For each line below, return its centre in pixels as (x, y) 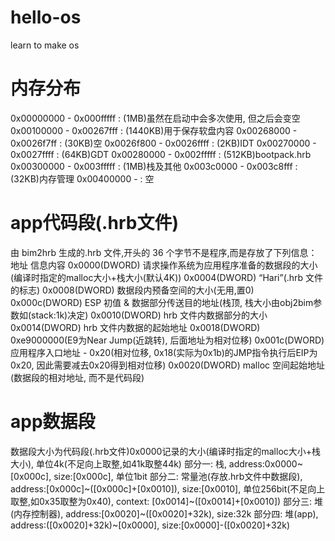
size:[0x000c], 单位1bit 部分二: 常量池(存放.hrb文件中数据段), (178, 476)
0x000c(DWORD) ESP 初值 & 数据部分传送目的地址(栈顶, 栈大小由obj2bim (162, 302)
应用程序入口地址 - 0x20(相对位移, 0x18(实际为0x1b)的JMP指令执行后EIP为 (164, 352)
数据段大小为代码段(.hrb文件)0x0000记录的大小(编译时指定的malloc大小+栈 (166, 451)
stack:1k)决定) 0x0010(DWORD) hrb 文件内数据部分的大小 (149, 315)
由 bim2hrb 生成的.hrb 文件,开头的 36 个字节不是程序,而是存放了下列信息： (164, 252)
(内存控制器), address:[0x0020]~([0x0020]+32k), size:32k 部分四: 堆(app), (164, 513)
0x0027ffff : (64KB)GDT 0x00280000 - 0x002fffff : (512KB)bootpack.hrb (161, 154)
